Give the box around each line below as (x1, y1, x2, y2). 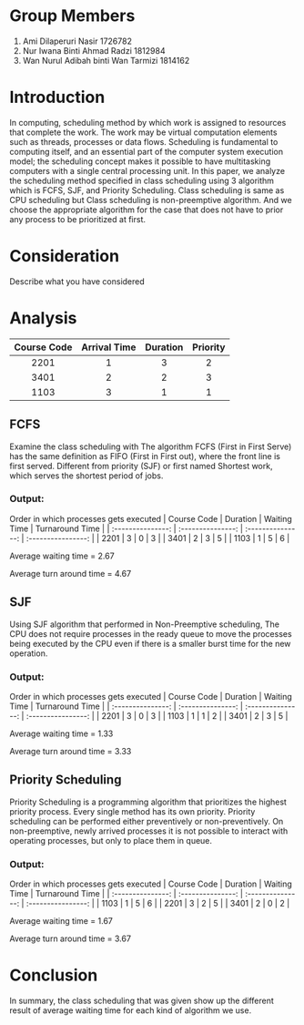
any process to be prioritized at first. (9, 213, 147, 224)
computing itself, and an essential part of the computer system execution (9, 146, 284, 157)
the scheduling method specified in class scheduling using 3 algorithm (9, 175, 275, 186)
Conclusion (9, 965, 98, 986)
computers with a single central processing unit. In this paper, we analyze (9, 165, 285, 176)
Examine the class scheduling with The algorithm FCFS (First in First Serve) (9, 441, 292, 452)
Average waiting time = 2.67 (9, 550, 116, 561)
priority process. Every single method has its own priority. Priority (9, 805, 256, 816)
